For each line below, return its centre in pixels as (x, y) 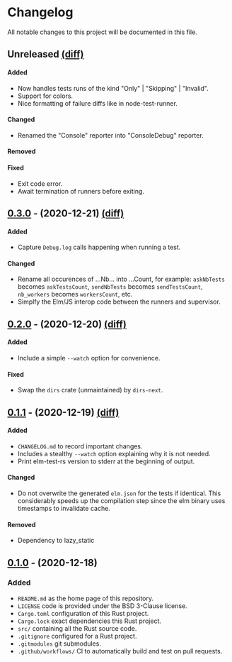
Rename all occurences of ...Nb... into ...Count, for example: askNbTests (121, 279)
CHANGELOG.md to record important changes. (80, 446)
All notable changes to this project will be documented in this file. (103, 32)
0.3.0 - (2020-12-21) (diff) (66, 213)
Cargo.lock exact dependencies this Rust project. (89, 621)
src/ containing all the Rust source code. (77, 628)
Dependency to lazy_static (56, 541)
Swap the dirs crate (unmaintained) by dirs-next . (90, 390)
